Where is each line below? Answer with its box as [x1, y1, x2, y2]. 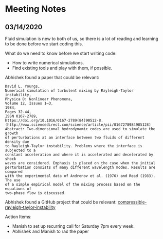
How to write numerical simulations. [12, 60, 84, 65]
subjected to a [5, 148, 36, 153]
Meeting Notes [5, 3, 66, 15]
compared [5, 169, 23, 174]
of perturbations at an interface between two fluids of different [5, 135, 145, 140]
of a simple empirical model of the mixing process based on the [5, 182, 140, 187]
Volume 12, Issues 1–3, [5, 101, 54, 106]
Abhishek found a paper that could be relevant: [5, 75, 100, 80]
